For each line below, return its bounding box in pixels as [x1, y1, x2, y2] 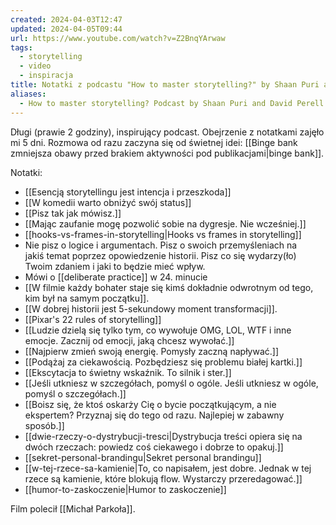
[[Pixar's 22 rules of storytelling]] [24, 313, 162, 325]
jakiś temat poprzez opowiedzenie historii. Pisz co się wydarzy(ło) [24, 249, 297, 261]
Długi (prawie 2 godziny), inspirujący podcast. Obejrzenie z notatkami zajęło [10, 126, 325, 138]
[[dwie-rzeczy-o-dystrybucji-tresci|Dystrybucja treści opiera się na [24, 430, 303, 442]
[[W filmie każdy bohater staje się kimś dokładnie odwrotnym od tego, [24, 281, 314, 293]
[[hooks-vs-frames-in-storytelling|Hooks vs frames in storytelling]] [24, 228, 302, 240]
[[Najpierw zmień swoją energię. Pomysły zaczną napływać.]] [24, 345, 280, 357]
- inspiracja [19, 71, 74, 81]
